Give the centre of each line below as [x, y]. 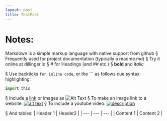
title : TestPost [22, 15]
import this [18, 89]
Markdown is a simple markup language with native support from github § [82, 53]
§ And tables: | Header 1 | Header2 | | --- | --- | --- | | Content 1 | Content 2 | [84, 113]
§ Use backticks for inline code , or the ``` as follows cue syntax [72, 74]
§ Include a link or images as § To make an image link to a [76, 98]
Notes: [20, 40]
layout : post [19, 10]
